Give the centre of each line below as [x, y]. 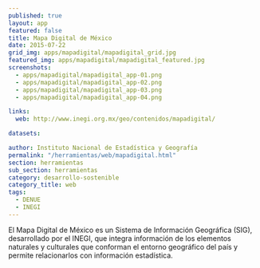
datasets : [25, 134]
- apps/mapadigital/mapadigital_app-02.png [89, 82]
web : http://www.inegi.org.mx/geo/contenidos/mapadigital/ [116, 119]
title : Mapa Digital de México [60, 38]
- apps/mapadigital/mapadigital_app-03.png [89, 90]
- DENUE [28, 200]
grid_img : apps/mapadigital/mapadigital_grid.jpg [93, 53]
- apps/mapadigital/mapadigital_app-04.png [89, 97]
